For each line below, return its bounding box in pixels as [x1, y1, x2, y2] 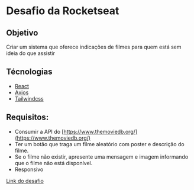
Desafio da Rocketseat [6, 4, 119, 18]
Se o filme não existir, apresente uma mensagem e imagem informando [14, 153, 189, 160]
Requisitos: [6, 112, 49, 123]
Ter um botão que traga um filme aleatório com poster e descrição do [14, 140, 185, 147]
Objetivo [6, 28, 38, 38]
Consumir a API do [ [14, 128, 64, 135]
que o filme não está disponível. [14, 159, 93, 166]
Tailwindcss [14, 95, 44, 102]
